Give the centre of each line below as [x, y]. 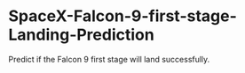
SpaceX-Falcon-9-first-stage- [122, 16]
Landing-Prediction [81, 35]
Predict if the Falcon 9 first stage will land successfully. [109, 59]
